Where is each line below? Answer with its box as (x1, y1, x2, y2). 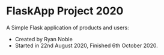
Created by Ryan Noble (14, 35, 73, 42)
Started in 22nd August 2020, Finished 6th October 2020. (14, 42, 158, 49)
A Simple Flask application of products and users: (6, 24, 129, 31)
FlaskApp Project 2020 (6, 4, 124, 18)
